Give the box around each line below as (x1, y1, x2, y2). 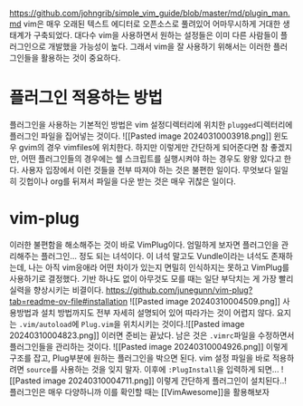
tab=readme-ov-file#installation (9, 295, 128, 306)
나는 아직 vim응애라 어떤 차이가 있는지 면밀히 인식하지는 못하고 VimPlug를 (28, 262, 289, 273)
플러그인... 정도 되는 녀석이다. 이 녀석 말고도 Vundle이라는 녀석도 (40, 250, 270, 261)
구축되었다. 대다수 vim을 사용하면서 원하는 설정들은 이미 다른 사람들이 (33, 30, 279, 40)
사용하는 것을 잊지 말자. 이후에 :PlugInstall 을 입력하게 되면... (60, 363, 279, 374)
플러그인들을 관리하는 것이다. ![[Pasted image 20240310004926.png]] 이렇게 (9, 341, 289, 352)
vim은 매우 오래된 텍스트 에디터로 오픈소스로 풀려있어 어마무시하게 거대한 (23, 18, 281, 29)
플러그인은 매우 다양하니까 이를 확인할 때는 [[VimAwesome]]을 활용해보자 (9, 386, 270, 397)
